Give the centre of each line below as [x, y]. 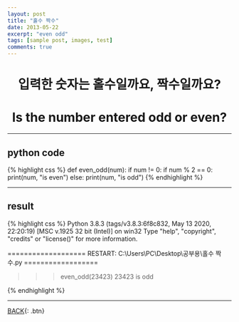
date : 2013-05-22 [33, 27]
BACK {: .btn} [26, 311]
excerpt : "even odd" [38, 34]
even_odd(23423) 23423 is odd [107, 276]
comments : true [30, 47]
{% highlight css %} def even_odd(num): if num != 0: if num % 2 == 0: [110, 170]
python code [36, 153]
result [21, 206]
